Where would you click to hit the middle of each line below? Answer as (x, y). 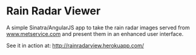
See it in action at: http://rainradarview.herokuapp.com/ (75, 45)
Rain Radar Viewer (54, 11)
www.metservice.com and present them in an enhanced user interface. (95, 33)
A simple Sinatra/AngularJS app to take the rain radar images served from (98, 27)
